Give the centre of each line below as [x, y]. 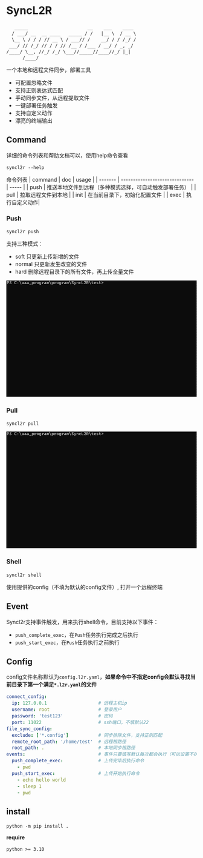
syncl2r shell [24, 575]
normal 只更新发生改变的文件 [51, 264]
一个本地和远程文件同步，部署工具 [49, 70]
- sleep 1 [30, 786]
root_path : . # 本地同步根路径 [73, 748]
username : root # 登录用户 [67, 710]
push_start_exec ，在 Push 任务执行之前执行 [67, 642]
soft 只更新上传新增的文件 [47, 257]
